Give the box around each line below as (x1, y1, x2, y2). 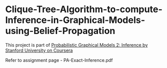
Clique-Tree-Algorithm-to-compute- (5, 4, 163, 15)
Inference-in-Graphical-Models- (5, 14, 146, 26)
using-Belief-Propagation (5, 25, 116, 37)
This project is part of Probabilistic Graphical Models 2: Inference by (5, 42, 148, 48)
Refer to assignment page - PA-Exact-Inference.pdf (5, 57, 113, 63)
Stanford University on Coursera (5, 47, 73, 53)
